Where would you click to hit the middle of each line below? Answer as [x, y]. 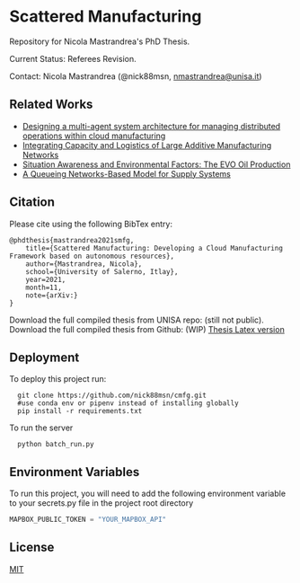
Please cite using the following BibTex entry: [91, 224]
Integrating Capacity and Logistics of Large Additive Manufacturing [147, 145]
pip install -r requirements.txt [80, 411]
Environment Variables [75, 472]
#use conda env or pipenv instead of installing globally [128, 403]
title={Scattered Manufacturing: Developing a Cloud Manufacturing [154, 248]
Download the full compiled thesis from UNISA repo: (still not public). [137, 320]
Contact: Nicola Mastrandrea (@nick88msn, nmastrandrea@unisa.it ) [136, 76]
